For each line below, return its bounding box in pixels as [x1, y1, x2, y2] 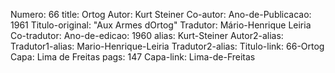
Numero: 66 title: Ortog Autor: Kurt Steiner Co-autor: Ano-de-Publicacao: [10, 9, 312, 20]
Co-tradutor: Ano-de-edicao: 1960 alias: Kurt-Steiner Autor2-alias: [10, 30, 284, 41]
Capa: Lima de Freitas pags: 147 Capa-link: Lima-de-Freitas [10, 51, 256, 63]
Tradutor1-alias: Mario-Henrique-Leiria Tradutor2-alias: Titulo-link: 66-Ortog [10, 40, 325, 52]
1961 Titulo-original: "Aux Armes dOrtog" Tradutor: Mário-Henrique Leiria [10, 19, 312, 31]
